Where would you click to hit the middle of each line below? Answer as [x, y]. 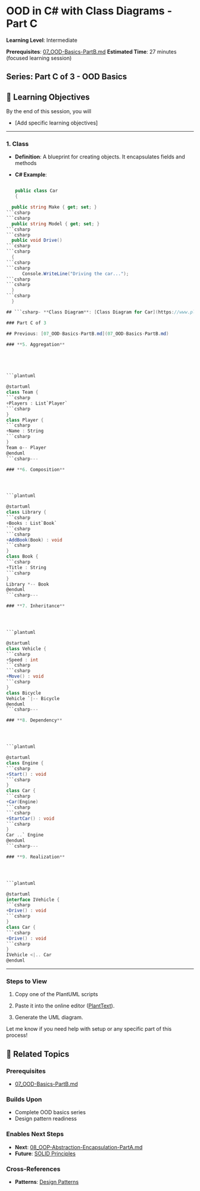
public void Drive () [37, 240]
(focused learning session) [39, 58]
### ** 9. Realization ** [36, 857]
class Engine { [25, 763]
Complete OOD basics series [50, 1112]
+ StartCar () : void [30, 818]
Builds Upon [24, 1099]
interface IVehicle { [33, 900]
